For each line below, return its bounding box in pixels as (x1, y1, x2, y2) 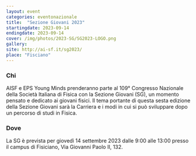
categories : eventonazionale (6, 14, 77, 20)
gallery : (6, 41, 27, 47)
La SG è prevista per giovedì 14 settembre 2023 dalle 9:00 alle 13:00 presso (6, 137, 189, 144)
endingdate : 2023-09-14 (6, 30, 64, 36)
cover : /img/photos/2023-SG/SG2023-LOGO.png (6, 36, 116, 41)
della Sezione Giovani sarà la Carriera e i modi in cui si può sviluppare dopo (6, 103, 188, 110)
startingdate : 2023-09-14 (6, 25, 69, 31)
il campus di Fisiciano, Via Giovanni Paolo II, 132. (6, 144, 123, 151)
